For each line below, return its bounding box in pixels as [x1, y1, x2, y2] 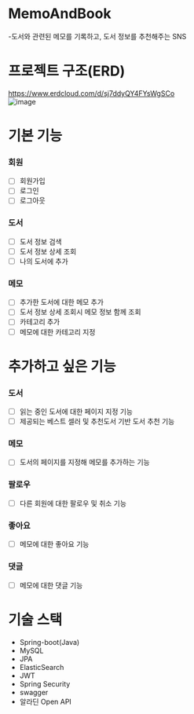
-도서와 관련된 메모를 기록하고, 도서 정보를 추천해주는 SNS [8, 31, 187, 41]
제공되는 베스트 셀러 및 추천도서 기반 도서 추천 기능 [19, 417, 175, 427]
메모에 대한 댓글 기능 [19, 580, 83, 590]
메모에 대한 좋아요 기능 [19, 540, 90, 549]
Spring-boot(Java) [19, 637, 80, 646]
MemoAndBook [8, 5, 112, 23]
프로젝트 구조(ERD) [8, 62, 126, 80]
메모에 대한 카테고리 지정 [19, 327, 96, 336]
